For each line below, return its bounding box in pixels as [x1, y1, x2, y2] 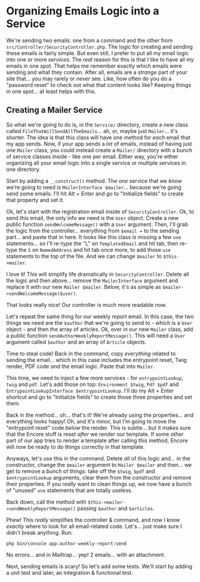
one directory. [6, 165, 41, 173]
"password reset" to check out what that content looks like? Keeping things [6, 81, 192, 88]
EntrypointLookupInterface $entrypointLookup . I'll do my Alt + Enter [6, 387, 174, 394]
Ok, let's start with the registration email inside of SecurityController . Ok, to [6, 208, 195, 215]
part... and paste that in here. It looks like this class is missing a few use [6, 233, 181, 240]
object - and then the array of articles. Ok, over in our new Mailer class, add [6, 325, 193, 333]
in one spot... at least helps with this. [6, 88, 97, 95]
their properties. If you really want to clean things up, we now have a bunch [6, 480, 192, 487]
